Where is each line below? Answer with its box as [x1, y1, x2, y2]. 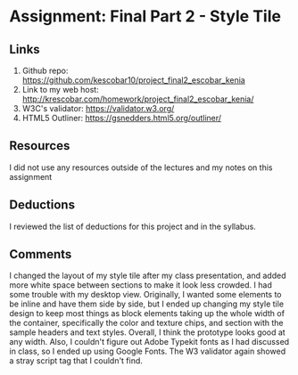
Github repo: [21, 65, 69, 76]
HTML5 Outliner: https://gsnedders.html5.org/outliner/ [21, 113, 221, 123]
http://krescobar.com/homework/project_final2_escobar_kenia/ [21, 94, 254, 104]
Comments [9, 247, 72, 262]
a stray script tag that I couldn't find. [9, 355, 143, 366]
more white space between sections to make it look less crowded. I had [9, 280, 272, 290]
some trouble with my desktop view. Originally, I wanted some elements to [9, 289, 282, 300]
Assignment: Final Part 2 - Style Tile [9, 6, 281, 27]
